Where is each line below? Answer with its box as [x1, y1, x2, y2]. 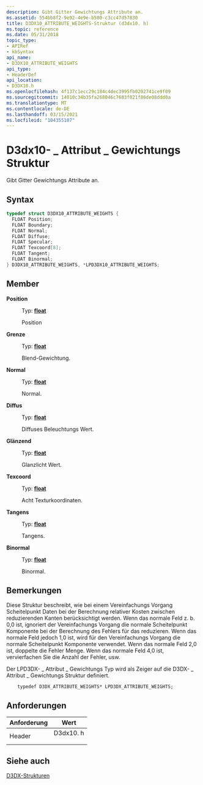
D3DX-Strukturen [6, 772, 50, 779]
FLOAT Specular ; [12, 239, 53, 245]
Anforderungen [6, 700, 67, 710]
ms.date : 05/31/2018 [6, 32, 59, 38]
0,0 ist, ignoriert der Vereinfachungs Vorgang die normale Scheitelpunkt [6, 621, 188, 628]
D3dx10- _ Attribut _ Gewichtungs [6, 143, 181, 157]
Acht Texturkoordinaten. [21, 496, 83, 504]
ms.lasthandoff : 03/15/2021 [6, 111, 78, 117]
